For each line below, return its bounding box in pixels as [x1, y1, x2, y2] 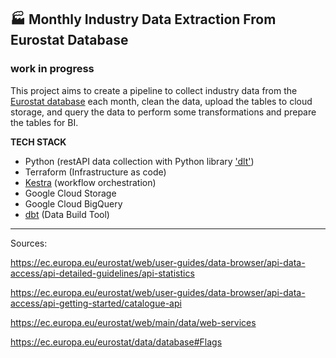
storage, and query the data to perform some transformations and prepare [10, 106, 317, 118]
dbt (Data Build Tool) [24, 208, 110, 220]
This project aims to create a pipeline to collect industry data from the [10, 84, 298, 96]
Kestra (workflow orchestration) [24, 176, 157, 188]
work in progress [10, 62, 95, 76]
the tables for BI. [10, 116, 79, 128]
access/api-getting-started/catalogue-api [10, 297, 182, 309]
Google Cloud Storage [24, 187, 117, 199]
